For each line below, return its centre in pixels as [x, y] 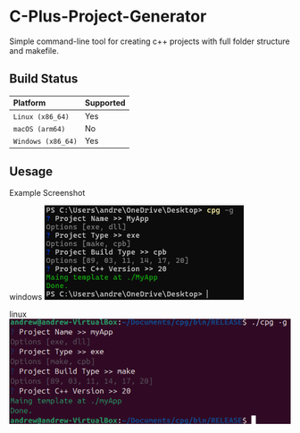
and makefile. [34, 50]
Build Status [44, 79]
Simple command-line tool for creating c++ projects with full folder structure [150, 41]
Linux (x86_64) [41, 117]
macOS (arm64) [39, 129]
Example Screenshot [47, 193]
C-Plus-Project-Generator [108, 17]
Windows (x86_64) [45, 141]
